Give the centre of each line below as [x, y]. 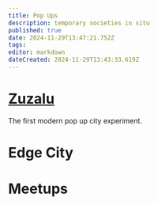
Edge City [41, 153]
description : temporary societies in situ [79, 23]
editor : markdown [37, 52]
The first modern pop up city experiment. [75, 120]
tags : [17, 45]
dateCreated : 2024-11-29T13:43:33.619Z [74, 60]
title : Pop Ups [33, 15]
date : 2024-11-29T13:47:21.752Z [61, 38]
